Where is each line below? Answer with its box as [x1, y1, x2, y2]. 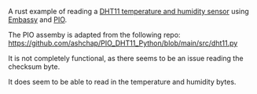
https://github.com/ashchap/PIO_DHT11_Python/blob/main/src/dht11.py [8, 38, 238, 48]
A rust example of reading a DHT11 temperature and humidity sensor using [8, 7, 249, 16]
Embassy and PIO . [8, 15, 68, 24]
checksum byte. [8, 62, 61, 71]
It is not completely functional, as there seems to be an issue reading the [8, 54, 244, 63]
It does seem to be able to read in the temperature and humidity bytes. [8, 78, 237, 86]
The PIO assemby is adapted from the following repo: [8, 31, 181, 39]
